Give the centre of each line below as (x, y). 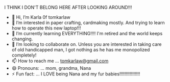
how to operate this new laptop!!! (46, 28)
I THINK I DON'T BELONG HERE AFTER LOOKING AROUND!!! (68, 7)
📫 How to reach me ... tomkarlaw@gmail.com (60, 61)
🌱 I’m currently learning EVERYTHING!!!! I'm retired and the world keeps (87, 33)
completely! (24, 55)
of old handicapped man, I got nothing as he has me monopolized (81, 50)
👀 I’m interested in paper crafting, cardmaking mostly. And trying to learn (88, 23)
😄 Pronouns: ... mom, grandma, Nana (51, 68)
